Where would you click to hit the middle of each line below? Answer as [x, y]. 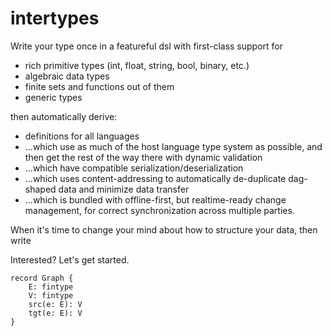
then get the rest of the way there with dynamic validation [143, 157]
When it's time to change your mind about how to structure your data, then [164, 229]
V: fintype [51, 295]
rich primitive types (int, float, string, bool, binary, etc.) [137, 65]
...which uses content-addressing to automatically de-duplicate [155, 178]
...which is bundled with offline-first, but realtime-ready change [155, 199]
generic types [53, 97]
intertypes [55, 18]
